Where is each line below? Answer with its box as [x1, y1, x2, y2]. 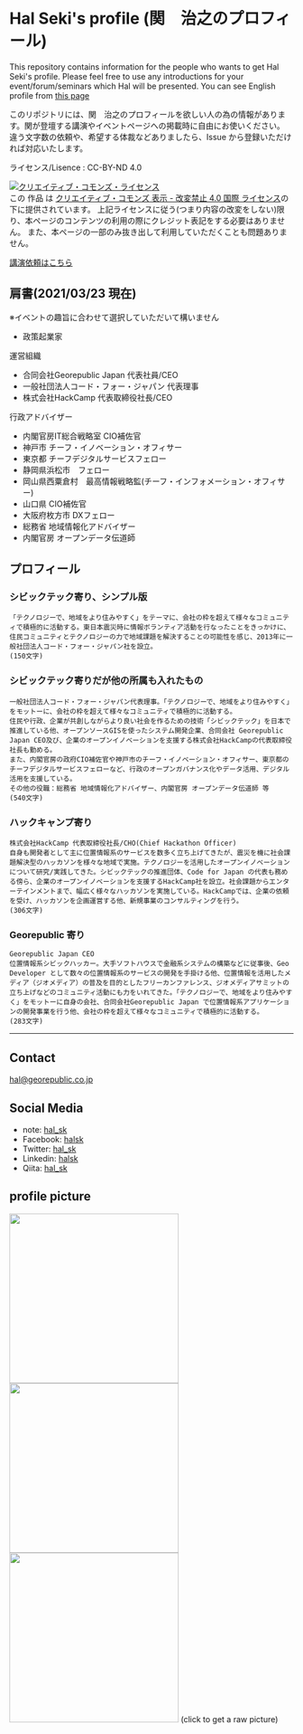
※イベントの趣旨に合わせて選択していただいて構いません [9, 311, 219, 322]
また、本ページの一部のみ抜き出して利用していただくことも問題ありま [26, 226, 288, 237]
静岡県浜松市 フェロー [22, 464, 110, 475]
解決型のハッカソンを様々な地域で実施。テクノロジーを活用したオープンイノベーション [15, 858, 290, 867]
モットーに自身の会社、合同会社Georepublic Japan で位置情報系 [29, 998, 243, 1007]
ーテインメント [9, 887, 57, 896]
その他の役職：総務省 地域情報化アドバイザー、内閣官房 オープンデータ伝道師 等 [9, 783, 270, 792]
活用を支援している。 [9, 774, 77, 783]
